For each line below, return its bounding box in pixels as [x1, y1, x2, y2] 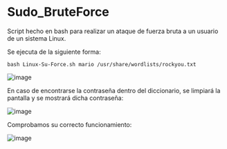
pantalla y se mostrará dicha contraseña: [7, 94, 124, 102]
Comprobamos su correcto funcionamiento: [7, 120, 132, 128]
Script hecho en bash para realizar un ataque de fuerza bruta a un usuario [7, 27, 219, 35]
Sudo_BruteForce [7, 4, 109, 20]
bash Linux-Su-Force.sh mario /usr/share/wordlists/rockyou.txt [7, 61, 197, 68]
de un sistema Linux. [7, 34, 66, 42]
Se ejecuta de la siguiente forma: [7, 48, 102, 56]
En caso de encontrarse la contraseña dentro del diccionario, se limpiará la [7, 86, 221, 95]
